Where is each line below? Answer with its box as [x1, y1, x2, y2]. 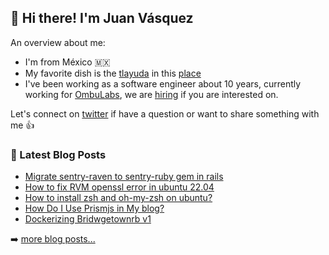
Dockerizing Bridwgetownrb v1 [24, 213, 152, 225]
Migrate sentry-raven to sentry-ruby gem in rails [24, 171, 224, 183]
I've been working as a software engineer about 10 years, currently [24, 77, 302, 90]
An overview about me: [10, 36, 106, 48]
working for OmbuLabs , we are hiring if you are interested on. [24, 88, 279, 100]
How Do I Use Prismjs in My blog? [24, 202, 165, 215]
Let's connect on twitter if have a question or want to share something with [10, 107, 320, 120]
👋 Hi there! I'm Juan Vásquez [10, 10, 194, 27]
